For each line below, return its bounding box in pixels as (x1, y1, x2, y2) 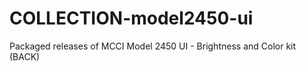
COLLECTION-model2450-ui (9, 7, 254, 30)
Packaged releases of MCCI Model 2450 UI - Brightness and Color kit (9, 40, 297, 52)
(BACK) (9, 50, 41, 62)
